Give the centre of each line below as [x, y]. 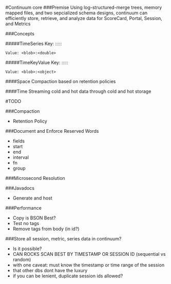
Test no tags [26, 223]
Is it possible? [27, 249]
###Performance [24, 208]
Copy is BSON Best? [34, 218]
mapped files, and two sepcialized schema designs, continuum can [77, 13]
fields [18, 141]
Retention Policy [30, 121]
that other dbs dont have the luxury [50, 270]
